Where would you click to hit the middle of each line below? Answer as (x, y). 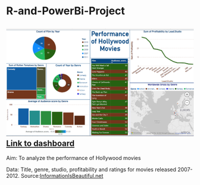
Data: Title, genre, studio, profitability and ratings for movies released (91, 169)
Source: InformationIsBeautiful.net (62, 175)
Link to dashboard (40, 144)
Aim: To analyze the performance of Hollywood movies (74, 158)
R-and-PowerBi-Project (65, 11)
